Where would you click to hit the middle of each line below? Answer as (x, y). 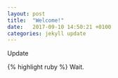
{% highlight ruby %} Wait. (46, 67)
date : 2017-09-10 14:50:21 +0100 (59, 27)
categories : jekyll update (47, 33)
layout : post (26, 14)
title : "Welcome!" (36, 20)
